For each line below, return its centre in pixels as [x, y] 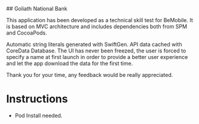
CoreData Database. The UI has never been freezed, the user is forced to [96, 51]
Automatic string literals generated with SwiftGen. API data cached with [94, 44]
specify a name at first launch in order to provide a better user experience [97, 57]
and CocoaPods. [27, 33]
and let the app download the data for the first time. [70, 63]
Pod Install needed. [39, 115]
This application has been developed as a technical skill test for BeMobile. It [99, 20]
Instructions [37, 99]
